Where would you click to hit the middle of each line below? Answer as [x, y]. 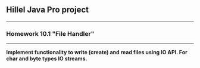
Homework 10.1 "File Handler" [50, 33]
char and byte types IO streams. [47, 58]
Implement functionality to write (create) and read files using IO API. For [97, 52]
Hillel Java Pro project [48, 10]
